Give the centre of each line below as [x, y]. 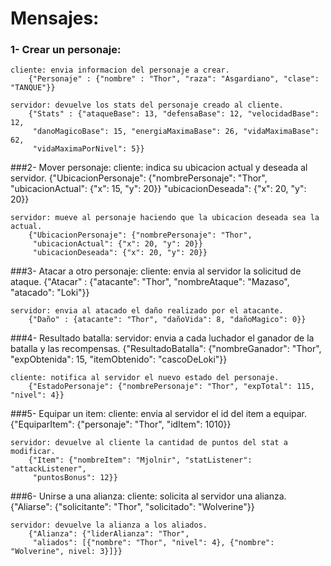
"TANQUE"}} [33, 88]
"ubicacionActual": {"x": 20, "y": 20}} [117, 244]
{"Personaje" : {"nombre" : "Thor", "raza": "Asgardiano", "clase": [174, 79]
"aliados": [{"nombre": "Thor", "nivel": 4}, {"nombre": [153, 543]
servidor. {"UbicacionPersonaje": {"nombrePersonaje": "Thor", [139, 178]
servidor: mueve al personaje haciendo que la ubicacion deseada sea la [165, 218]
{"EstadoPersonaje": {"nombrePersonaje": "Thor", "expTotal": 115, [171, 387]
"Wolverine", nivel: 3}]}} [66, 552]
